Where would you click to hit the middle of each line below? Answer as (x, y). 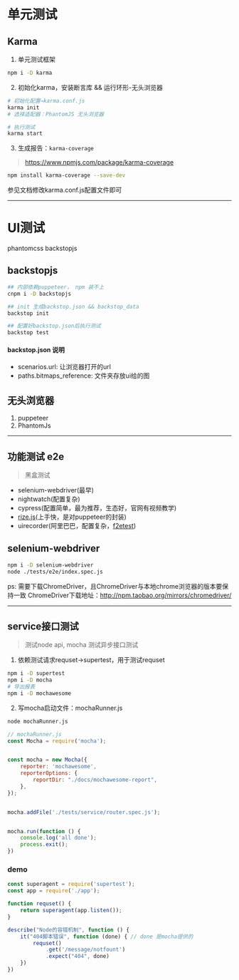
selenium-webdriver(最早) (56, 490)
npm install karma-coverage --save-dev (67, 175)
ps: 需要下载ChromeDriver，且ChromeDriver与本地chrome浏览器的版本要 (115, 586)
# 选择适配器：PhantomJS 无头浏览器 (56, 114)
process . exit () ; (44, 845)
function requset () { (39, 904)
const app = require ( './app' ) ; (54, 891)
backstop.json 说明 (36, 349)
